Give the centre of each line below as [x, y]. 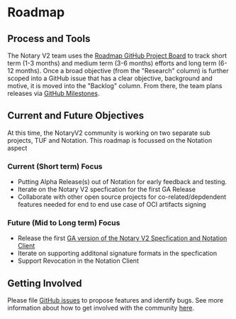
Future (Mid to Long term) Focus [64, 223]
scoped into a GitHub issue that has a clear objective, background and [110, 78]
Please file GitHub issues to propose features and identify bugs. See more [116, 301]
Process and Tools [49, 39]
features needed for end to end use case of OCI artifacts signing [112, 205]
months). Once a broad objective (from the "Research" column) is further [122, 71]
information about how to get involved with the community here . [101, 308]
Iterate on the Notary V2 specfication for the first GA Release [107, 190]
